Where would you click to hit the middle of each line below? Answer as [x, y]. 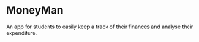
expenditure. [22, 33]
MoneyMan [35, 10]
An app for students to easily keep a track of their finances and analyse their [100, 27]
